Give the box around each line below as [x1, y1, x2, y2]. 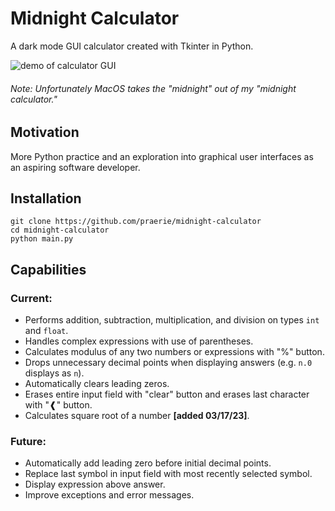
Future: [10, 434, 47, 448]
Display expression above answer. [24, 478, 166, 491]
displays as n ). [24, 367, 85, 379]
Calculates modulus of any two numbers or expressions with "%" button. [24, 346, 325, 358]
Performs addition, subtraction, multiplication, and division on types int [24, 314, 320, 326]
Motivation [10, 124, 80, 141]
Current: [10, 291, 53, 305]
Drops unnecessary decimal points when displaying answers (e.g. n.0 [24, 357, 313, 369]
